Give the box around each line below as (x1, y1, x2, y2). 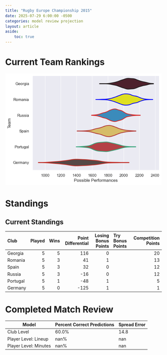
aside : (5, 29, 19, 34)
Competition (133, 235, 160, 241)
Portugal (7, 278, 25, 284)
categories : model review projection (5, 18, 83, 23)
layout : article (5, 24, 39, 29)
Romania (7, 257, 25, 263)
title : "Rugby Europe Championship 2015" (5, 8, 92, 13)
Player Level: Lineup (7, 336, 49, 342)
